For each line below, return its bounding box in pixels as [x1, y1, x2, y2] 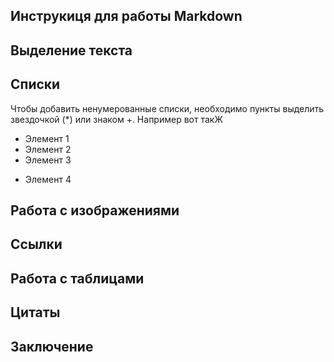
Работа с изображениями [10, 202, 180, 219]
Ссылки [10, 236, 63, 253]
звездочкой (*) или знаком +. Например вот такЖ [10, 113, 223, 125]
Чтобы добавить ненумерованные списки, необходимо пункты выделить [10, 102, 325, 114]
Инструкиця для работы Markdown [10, 8, 243, 25]
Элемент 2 [24, 143, 72, 155]
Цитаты [10, 304, 61, 321]
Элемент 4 [24, 173, 72, 185]
